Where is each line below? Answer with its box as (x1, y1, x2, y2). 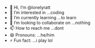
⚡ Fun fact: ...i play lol (9, 37, 53, 43)
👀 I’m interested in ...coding (9, 10, 64, 15)
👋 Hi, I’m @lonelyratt (9, 5, 51, 10)
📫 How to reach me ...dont (9, 25, 64, 31)
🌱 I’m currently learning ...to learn (9, 15, 77, 20)
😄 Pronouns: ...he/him (9, 32, 55, 38)
